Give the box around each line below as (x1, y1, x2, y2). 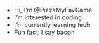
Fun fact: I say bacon (13, 28, 75, 36)
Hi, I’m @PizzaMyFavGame (13, 6, 93, 14)
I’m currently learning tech (13, 21, 91, 28)
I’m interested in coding (13, 13, 82, 21)
